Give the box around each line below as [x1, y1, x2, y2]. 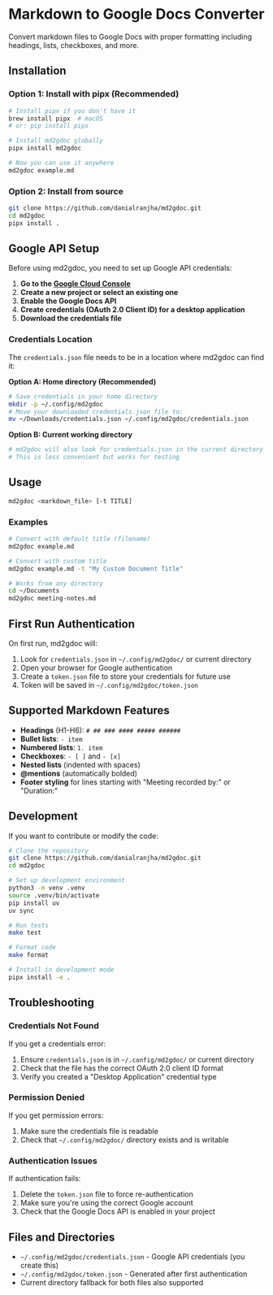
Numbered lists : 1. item [19, 742, 103, 752]
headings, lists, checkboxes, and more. [8, 40, 140, 50]
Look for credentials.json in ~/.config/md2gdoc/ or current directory [19, 654, 252, 663]
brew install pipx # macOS [8, 115, 104, 123]
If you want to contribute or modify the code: [8, 831, 158, 841]
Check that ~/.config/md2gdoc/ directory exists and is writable [19, 1135, 229, 1145]
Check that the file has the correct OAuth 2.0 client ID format [19, 1063, 224, 1073]
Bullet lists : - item [19, 733, 83, 744]
